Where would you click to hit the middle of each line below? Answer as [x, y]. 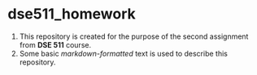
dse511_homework [72, 14]
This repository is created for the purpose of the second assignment [134, 36]
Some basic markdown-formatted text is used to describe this [124, 53]
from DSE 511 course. [55, 44]
